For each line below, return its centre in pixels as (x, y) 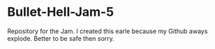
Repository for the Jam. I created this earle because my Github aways (107, 31)
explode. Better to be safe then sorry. (61, 38)
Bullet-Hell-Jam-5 (60, 12)
